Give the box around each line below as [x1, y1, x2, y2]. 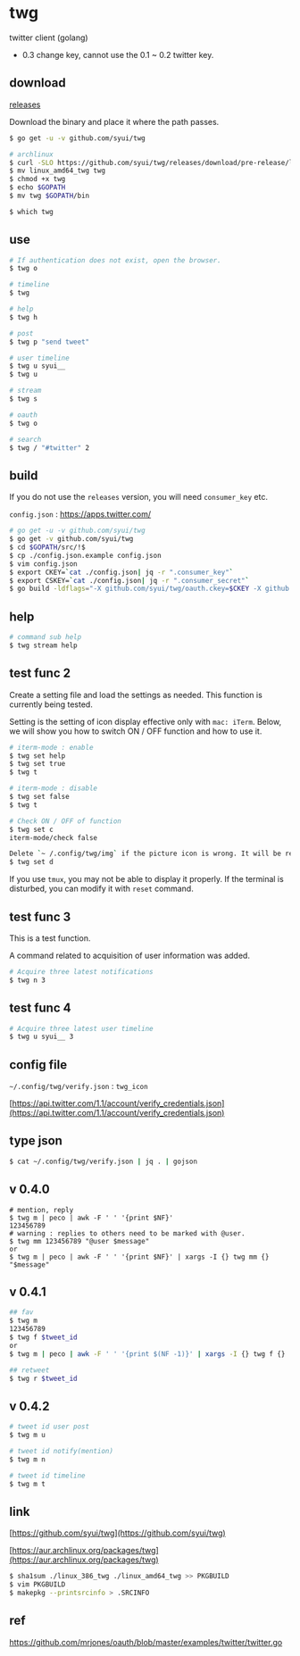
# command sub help [9, 633, 82, 642]
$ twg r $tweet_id [9, 1374, 78, 1383]
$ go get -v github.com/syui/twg [9, 535, 134, 544]
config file [9, 1057, 68, 1072]
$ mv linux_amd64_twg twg [9, 166, 105, 176]
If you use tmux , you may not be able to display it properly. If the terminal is [9, 874, 284, 885]
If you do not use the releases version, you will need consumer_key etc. [9, 492, 268, 503]
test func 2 [9, 666, 71, 681]
